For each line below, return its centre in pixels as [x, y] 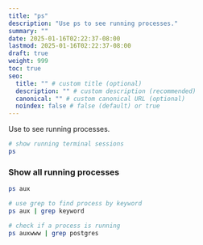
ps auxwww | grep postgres [54, 233]
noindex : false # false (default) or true [88, 106]
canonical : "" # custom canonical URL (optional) [100, 99]
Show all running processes [64, 172]
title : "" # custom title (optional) [79, 83]
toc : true [25, 69]
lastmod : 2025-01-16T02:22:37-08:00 [70, 46]
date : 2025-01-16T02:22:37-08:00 [64, 38]
